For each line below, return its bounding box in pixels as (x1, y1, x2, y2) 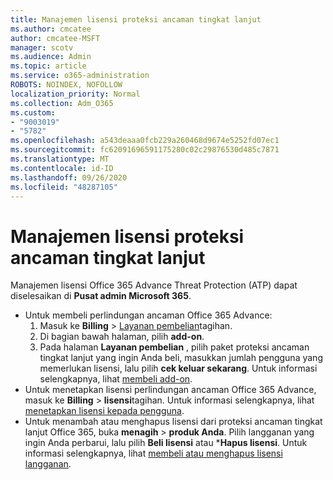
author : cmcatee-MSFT (10, 33, 101, 43)
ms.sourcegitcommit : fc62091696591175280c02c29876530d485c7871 (10, 145, 280, 155)
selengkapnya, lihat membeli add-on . (39, 373, 193, 385)
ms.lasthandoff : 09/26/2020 (10, 172, 128, 183)
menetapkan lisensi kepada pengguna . (24, 405, 185, 417)
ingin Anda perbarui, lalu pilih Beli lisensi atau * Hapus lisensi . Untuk (24, 437, 308, 449)
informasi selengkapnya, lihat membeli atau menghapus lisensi (24, 447, 283, 460)
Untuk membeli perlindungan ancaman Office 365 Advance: (24, 309, 273, 321)
